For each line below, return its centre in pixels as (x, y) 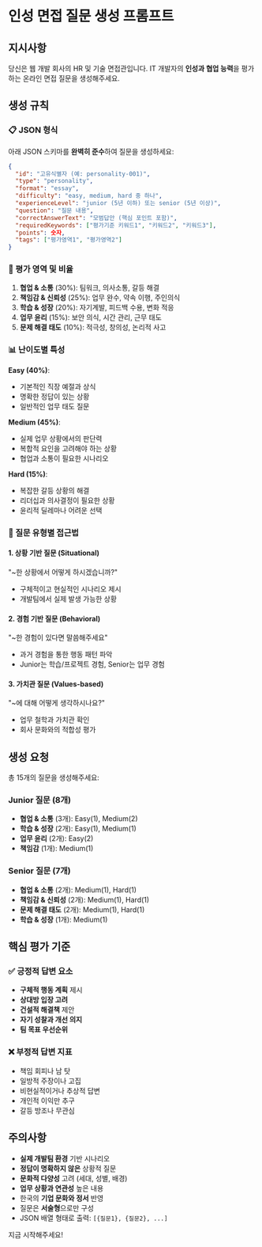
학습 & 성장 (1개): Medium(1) (64, 919)
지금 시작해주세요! (36, 1234)
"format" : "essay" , (47, 188)
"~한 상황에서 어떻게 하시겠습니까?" (63, 572)
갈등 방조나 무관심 (47, 1110)
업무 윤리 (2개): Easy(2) (56, 838)
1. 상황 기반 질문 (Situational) (54, 553)
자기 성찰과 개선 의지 (51, 1020)
